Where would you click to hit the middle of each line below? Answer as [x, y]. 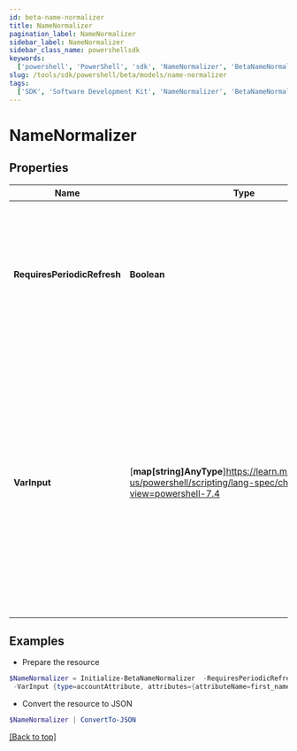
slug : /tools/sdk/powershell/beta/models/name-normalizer [118, 75]
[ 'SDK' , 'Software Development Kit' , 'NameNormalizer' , [122, 91]
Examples [37, 641]
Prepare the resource [61, 662]
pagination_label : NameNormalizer [73, 34]
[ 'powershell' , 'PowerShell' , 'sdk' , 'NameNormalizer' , [122, 67]
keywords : [27, 58]
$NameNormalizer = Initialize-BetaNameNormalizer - [108, 678]
